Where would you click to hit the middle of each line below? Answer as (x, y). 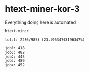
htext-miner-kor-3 (42, 9)
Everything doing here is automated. (41, 22)
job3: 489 (15, 61)
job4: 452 (15, 65)
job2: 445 (15, 57)
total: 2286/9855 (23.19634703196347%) (45, 40)
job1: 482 (15, 52)
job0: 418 (15, 48)
